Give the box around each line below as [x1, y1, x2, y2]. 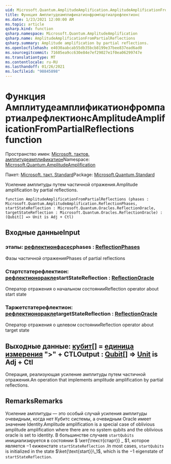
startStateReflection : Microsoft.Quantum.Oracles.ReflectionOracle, [5, 206, 156, 211]
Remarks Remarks [5, 397, 63, 405]
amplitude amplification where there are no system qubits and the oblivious [5, 426, 163, 432]
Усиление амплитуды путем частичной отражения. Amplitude [5, 181, 138, 187]
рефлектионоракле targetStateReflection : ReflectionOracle [5, 310, 158, 317]
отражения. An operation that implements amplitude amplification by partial [5, 377, 164, 383]
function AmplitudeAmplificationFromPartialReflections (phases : [5, 196, 149, 201]
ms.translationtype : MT [5, 54, 56, 60]
